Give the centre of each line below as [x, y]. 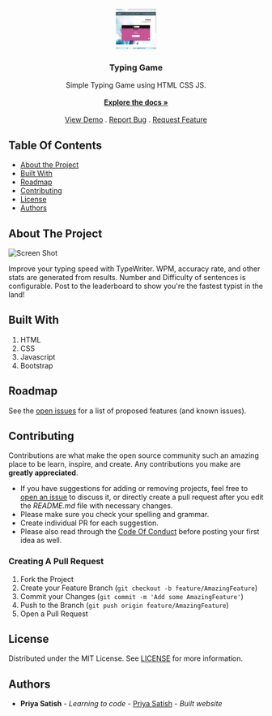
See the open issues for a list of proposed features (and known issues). [127, 411]
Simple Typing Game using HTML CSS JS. [136, 85]
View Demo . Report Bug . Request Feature [136, 120]
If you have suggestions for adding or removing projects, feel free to [134, 489]
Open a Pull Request [54, 614]
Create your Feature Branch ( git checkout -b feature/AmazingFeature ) [139, 588]
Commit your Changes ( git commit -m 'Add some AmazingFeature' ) [132, 596]
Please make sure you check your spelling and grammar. [115, 515]
